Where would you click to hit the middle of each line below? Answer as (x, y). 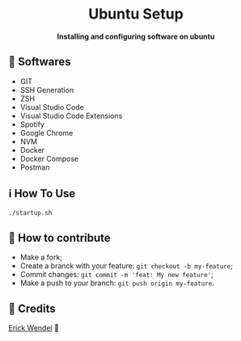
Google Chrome (47, 133)
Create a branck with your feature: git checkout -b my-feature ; (126, 266)
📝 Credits (32, 308)
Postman (35, 167)
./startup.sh (30, 213)
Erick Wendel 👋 (34, 328)
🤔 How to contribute (59, 238)
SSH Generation (47, 90)
